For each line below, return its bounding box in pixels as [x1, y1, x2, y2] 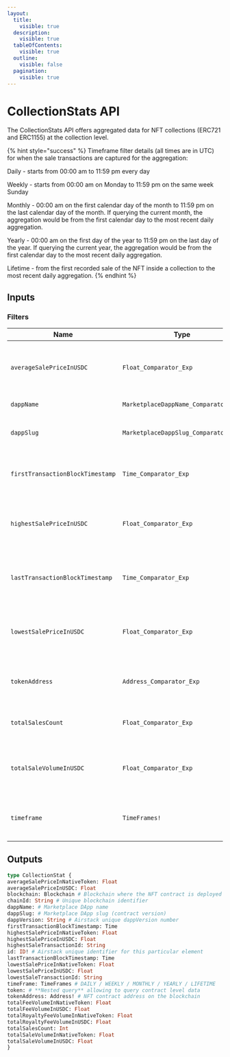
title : [13, 16, 32, 23]
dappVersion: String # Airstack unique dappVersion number [7, 916, 179, 923]
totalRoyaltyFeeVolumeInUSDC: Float [7, 1019, 112, 1025]
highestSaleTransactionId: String [7, 942, 106, 949]
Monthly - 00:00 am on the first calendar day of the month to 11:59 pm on [7, 201, 214, 209]
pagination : [13, 67, 48, 74]
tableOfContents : [13, 42, 63, 49]
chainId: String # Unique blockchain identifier [7, 897, 149, 905]
